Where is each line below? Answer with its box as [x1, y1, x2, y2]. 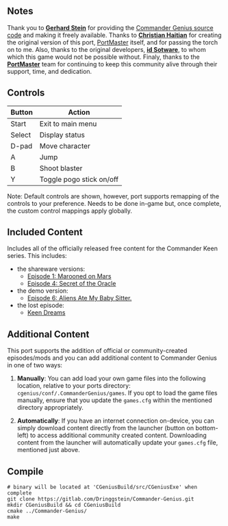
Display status [39, 130, 86, 140]
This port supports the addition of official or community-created [7, 347, 188, 355]
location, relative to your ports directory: [16, 382, 131, 390]
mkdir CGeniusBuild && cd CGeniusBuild [7, 502, 121, 509]
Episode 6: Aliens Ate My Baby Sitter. [27, 294, 132, 302]
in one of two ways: [7, 361, 63, 369]
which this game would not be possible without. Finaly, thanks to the [7, 53, 200, 61]
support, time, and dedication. [7, 67, 92, 75]
